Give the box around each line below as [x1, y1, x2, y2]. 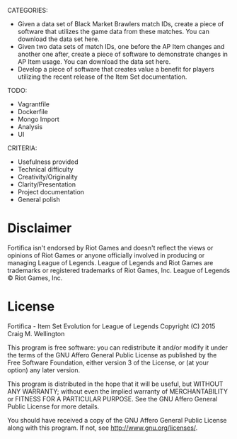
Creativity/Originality [17, 173, 78, 181]
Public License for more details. [7, 402, 100, 411]
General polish [17, 195, 60, 204]
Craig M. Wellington [7, 329, 65, 338]
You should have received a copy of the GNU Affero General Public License [7, 416, 227, 424]
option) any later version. [7, 365, 80, 374]
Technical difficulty [17, 165, 74, 173]
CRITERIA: [7, 144, 37, 152]
